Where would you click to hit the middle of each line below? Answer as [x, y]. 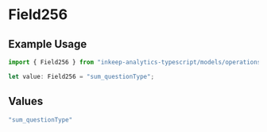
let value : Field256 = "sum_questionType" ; [81, 76]
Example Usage [48, 44]
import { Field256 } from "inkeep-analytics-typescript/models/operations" [136, 62]
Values [26, 101]
